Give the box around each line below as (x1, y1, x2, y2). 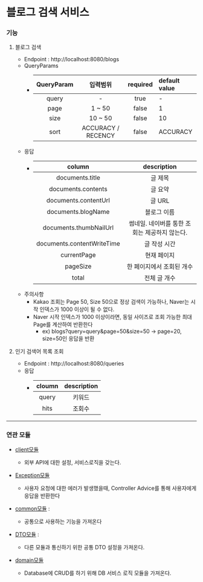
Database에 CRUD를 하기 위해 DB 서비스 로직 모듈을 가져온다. (24, 569, 172, 577)
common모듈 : (14, 504, 50, 512)
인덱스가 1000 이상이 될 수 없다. (39, 306, 115, 313)
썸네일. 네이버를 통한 (129, 219, 184, 228)
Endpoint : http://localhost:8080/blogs (24, 56, 120, 63)
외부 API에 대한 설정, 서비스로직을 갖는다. (24, 458, 121, 466)
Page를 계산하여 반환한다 (33, 321, 93, 328)
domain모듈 (14, 556, 44, 564)
